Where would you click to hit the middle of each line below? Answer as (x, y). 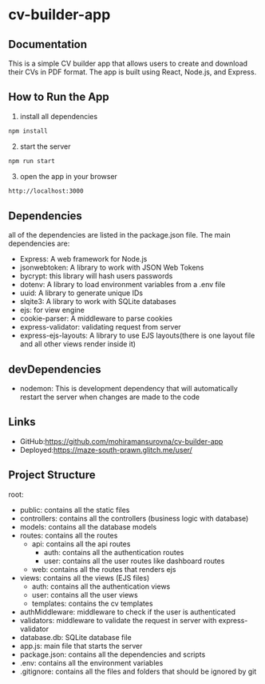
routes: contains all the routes (69, 535)
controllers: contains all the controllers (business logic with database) (134, 518)
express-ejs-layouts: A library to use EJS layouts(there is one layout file (137, 336)
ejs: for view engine (52, 310)
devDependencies (55, 369)
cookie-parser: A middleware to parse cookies (96, 318)
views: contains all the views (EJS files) (85, 578)
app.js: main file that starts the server (81, 646)
